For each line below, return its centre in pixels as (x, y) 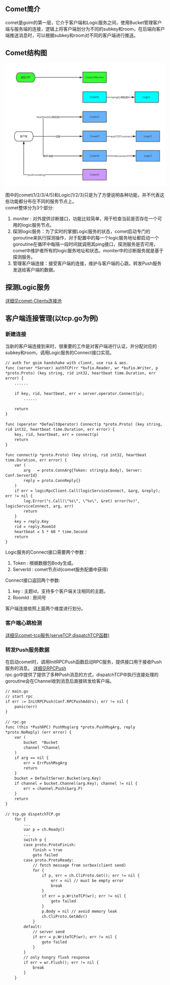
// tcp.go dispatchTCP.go (33, 814)
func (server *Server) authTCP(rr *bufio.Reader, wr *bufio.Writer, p (82, 368)
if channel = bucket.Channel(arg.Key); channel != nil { (76, 784)
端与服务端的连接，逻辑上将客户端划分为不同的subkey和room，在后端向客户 (85, 29)
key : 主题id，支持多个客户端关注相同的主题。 (60, 591)
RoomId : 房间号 (29, 598)
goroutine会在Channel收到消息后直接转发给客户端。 (60, 681)
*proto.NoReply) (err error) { (38, 732)
